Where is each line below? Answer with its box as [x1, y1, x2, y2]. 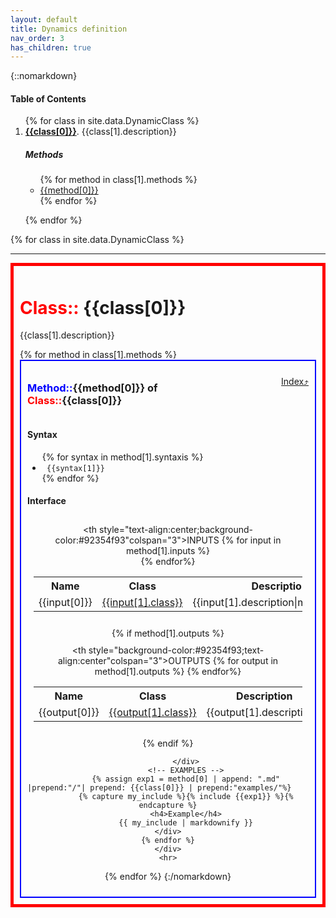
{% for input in [221, 534, 282, 546]
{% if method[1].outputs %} [111, 627, 225, 640]
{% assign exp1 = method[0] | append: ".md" [91, 774, 280, 785]
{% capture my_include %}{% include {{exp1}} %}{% [78, 792, 294, 802]
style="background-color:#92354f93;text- [88, 644, 265, 656]
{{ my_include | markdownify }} [118, 818, 254, 828]
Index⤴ [281, 376, 309, 388]
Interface [27, 495, 67, 507]
